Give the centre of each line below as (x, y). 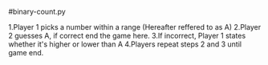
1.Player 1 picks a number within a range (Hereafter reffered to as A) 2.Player (135, 27)
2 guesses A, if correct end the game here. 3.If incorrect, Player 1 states (127, 36)
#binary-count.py (37, 12)
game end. (26, 53)
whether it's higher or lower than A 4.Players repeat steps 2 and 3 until (125, 44)
